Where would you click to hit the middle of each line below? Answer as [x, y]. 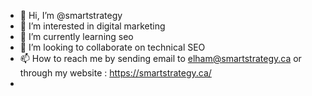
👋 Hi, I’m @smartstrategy [71, 15]
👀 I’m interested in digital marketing [92, 26]
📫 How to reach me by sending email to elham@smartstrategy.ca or [160, 58]
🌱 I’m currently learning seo [76, 36]
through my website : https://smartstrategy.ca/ [115, 73]
